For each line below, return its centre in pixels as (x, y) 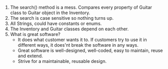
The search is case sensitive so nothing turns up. (62, 18)
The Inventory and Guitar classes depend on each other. (69, 29)
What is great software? (35, 34)
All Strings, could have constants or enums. (56, 23)
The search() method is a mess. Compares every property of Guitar (81, 7)
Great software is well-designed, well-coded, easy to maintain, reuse (90, 50)
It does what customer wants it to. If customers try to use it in (82, 40)
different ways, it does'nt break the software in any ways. (78, 45)
